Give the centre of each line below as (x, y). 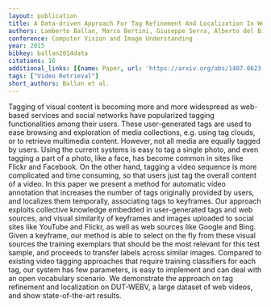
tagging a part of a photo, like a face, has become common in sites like (126, 158)
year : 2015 (27, 46)
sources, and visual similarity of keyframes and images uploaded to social (131, 218)
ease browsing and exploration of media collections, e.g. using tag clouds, (132, 132)
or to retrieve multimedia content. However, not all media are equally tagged (134, 141)
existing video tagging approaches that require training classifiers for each (132, 261)
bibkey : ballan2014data (48, 53)
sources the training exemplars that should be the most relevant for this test (134, 244)
